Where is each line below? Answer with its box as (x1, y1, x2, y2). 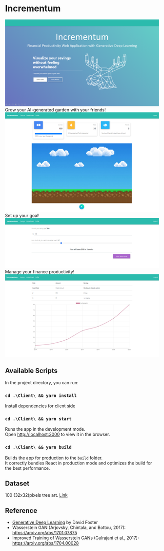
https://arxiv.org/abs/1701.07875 (12, 530, 77, 536)
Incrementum (5, 3, 61, 14)
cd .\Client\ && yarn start (5, 416, 72, 421)
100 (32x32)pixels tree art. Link (5, 492, 68, 498)
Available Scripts (5, 367, 58, 375)
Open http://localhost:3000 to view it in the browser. (5, 431, 110, 438)
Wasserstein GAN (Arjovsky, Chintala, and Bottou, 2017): (12, 525, 126, 530)
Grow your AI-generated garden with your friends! (5, 107, 106, 112)
